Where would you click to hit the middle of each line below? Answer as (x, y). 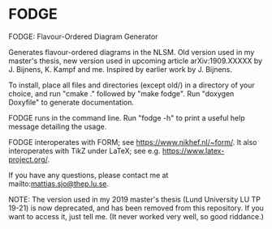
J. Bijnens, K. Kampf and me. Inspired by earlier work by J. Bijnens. (121, 69)
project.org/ (28, 159)
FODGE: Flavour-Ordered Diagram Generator (83, 36)
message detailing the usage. (58, 126)
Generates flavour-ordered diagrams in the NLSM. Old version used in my (132, 52)
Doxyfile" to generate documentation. (71, 102)
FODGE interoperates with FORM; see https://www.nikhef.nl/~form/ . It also (133, 142)
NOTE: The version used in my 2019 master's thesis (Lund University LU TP (135, 199)
